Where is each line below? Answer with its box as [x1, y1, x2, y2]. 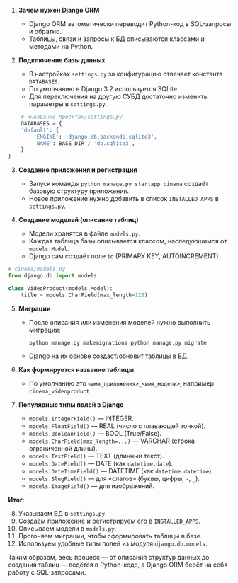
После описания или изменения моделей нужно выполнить [28, 318, 211, 326]
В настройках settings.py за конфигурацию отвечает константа [28, 70, 223, 78]
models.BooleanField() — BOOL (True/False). [28, 429, 162, 437]
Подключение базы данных [18, 56, 106, 64]
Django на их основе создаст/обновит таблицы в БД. [28, 352, 189, 360]
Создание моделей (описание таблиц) [18, 216, 139, 224]
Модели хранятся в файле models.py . [28, 229, 141, 238]
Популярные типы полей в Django [18, 400, 124, 409]
